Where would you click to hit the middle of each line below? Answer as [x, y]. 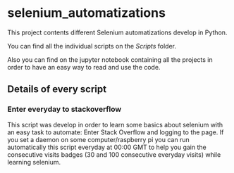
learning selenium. [34, 162]
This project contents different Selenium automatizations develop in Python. [117, 32]
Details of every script [57, 89]
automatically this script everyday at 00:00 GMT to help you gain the [107, 147]
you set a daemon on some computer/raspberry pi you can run [98, 139]
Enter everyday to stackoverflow [64, 109]
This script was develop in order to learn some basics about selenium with [115, 124]
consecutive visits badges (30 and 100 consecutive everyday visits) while [114, 154]
